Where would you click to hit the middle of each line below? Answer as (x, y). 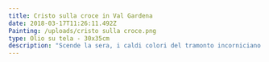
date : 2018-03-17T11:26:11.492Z (62, 23)
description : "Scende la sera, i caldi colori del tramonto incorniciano (135, 46)
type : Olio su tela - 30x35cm (59, 38)
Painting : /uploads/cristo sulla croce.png (83, 31)
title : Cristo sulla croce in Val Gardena (81, 16)
